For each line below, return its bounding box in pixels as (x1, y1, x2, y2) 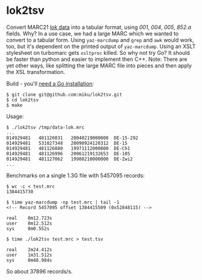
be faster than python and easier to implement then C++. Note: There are (6, 55, 188, 63)
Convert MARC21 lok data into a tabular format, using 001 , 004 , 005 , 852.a (6, 23, 191, 31)
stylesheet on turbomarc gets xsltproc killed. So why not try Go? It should (6, 49, 190, 56)
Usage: (6, 113, 24, 120)
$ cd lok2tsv (6, 97, 39, 103)
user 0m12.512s (6, 220, 52, 226)
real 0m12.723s (6, 215, 52, 221)
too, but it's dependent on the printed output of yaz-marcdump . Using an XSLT (6, 43, 196, 50)
